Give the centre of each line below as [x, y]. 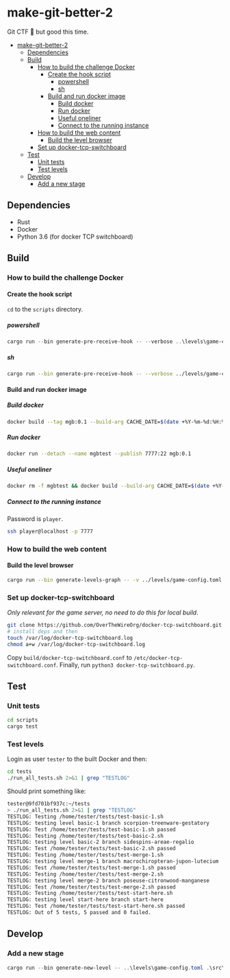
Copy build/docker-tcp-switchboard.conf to [69, 657]
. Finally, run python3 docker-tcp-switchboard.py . [125, 665]
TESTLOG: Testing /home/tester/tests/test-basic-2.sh [86, 836]
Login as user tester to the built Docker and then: [77, 759]
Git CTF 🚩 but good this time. [48, 32]
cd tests [20, 772]
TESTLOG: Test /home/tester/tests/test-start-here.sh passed [96, 906]
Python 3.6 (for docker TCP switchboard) [75, 236]
